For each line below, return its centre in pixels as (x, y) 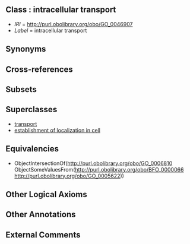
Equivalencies (32, 149)
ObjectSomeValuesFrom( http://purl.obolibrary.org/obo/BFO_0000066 (99, 169)
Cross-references (39, 69)
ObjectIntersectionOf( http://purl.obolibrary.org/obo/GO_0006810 (93, 163)
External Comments (43, 235)
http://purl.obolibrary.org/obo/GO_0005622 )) (69, 176)
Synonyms (26, 49)
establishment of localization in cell (57, 130)
